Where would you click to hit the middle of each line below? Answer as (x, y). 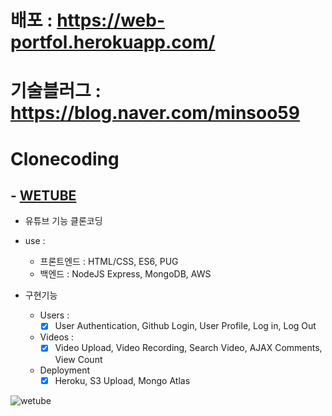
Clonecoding (65, 158)
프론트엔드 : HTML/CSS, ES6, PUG (109, 262)
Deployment (65, 370)
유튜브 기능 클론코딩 (63, 221)
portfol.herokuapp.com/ (113, 42)
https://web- (111, 20)
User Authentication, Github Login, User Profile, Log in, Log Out (185, 326)
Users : (54, 315)
